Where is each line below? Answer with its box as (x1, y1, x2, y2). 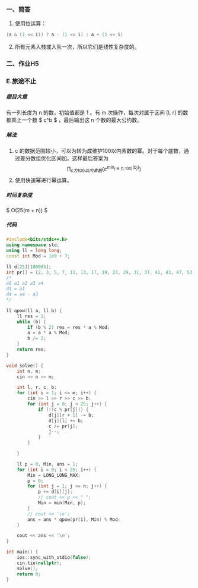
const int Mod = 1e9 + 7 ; (6, 253, 70, 259)
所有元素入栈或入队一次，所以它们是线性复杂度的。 (14, 43, 140, 51)
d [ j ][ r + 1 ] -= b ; (48, 412, 94, 418)
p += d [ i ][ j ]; (37, 489, 73, 495)
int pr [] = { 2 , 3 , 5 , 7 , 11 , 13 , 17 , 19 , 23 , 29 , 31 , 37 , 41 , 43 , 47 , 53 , (6, 269, 195, 275)
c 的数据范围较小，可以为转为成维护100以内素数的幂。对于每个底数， (14, 147, 184, 154)
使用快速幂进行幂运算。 (14, 177, 72, 184)
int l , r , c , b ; (17, 385, 58, 391)
